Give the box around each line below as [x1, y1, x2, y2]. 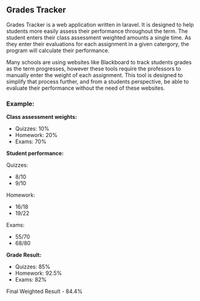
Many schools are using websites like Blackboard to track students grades [6, 58, 192, 66]
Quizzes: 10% [15, 125, 50, 132]
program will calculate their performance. [6, 47, 110, 54]
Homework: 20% [15, 132, 58, 139]
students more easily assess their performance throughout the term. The [6, 27, 188, 35]
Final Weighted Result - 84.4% [6, 288, 83, 295]
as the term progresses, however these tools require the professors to [6, 65, 181, 72]
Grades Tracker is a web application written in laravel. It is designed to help [6, 21, 194, 28]
